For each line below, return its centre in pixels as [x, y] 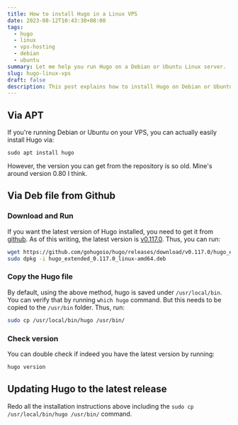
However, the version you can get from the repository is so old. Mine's [110, 166]
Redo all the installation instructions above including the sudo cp [101, 406]
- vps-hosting [34, 47]
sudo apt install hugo [41, 153]
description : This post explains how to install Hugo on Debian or [109, 87]
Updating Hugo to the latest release [87, 389]
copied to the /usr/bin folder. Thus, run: [66, 307]
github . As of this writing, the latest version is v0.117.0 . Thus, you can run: [114, 239]
